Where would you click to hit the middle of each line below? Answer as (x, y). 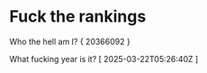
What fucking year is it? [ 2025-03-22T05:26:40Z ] (104, 59)
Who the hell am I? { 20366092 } (70, 41)
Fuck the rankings (78, 17)
